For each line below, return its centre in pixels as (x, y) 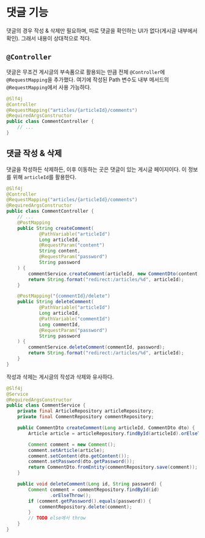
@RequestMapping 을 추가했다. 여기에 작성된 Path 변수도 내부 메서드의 (88, 79)
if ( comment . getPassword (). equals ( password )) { (90, 501)
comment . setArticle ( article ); (67, 450)
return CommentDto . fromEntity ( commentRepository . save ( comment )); (113, 467)
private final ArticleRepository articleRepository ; (86, 411)
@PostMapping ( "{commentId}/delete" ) (64, 296)
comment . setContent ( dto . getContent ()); (79, 456)
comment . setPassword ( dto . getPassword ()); (82, 462)
